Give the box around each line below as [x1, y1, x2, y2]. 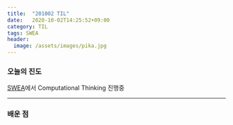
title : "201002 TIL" [7, 10, 70, 17]
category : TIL [7, 23, 49, 30]
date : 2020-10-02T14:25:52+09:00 [7, 17, 110, 24]
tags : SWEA [7, 29, 39, 37]
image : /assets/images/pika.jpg [13, 42, 107, 49]
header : [7, 36, 30, 43]
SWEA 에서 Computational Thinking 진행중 [7, 84, 125, 92]
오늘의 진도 [7, 67, 42, 76]
